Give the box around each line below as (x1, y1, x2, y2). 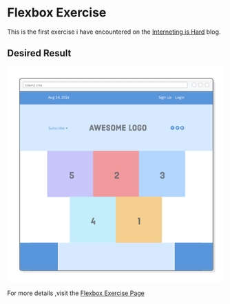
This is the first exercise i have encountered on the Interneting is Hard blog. (7, 28, 221, 36)
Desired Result (7, 47, 72, 59)
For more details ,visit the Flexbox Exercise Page (7, 289, 145, 297)
